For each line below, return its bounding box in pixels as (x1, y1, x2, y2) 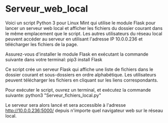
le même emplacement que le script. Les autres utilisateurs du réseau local (5, 30, 162, 36)
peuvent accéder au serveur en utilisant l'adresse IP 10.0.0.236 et (5, 36, 143, 42)
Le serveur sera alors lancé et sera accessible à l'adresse (5, 102, 126, 108)
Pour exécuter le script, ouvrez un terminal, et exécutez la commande (5, 87, 151, 93)
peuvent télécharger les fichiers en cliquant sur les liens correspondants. (5, 77, 158, 83)
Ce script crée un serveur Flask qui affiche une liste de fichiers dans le (5, 66, 154, 72)
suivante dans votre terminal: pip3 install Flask (5, 56, 103, 62)
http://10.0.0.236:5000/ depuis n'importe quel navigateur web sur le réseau (5, 107, 163, 113)
